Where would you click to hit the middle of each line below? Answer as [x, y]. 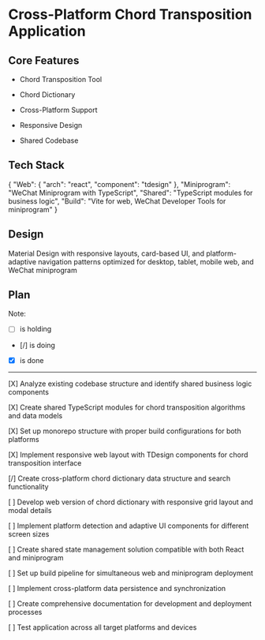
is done [32, 360]
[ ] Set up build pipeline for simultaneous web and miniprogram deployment [131, 573]
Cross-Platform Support [58, 110]
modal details [30, 510]
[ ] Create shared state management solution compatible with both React [126, 549]
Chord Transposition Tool [61, 79]
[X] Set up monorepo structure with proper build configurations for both [125, 431]
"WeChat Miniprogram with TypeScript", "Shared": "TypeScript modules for [131, 193]
